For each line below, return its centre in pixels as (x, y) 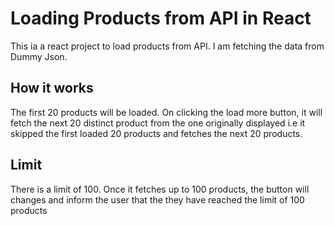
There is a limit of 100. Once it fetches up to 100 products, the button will (160, 189)
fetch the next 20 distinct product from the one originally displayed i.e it (158, 123)
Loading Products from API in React (161, 18)
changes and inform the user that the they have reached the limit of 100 (157, 199)
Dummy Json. (39, 56)
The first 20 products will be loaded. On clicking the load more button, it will (166, 112)
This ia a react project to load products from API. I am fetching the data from (167, 46)
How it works (52, 88)
